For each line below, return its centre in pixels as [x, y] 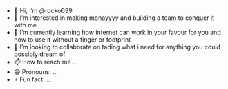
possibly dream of [39, 54]
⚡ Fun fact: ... [32, 79]
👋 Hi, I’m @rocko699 [43, 11]
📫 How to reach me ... [46, 62]
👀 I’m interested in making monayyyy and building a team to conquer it [114, 18]
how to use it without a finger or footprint [72, 40]
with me [25, 25]
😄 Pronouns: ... [36, 72]
